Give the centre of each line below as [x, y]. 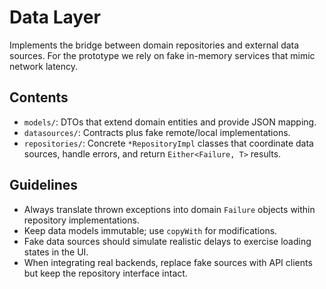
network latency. [44, 66]
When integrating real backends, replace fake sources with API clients [168, 262]
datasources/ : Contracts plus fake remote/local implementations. [157, 132]
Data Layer [55, 17]
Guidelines [43, 185]
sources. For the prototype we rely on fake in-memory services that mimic [162, 55]
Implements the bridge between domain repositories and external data [154, 45]
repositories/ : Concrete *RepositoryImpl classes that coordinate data [168, 143]
